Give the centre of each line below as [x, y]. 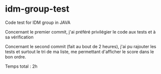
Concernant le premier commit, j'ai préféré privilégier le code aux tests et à [80, 32]
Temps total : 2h [21, 66]
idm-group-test [37, 9]
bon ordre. [16, 56]
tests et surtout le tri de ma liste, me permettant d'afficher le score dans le [80, 52]
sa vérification [19, 37]
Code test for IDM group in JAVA [38, 22]
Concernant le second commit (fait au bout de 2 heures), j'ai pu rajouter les [81, 46]
